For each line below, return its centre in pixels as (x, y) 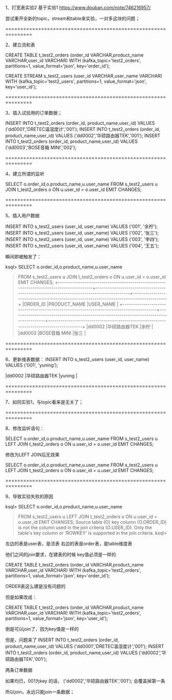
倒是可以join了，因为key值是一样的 (42, 629)
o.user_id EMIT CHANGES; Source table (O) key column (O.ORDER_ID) (92, 522)
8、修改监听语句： (25, 428)
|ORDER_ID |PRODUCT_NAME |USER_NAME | (71, 304)
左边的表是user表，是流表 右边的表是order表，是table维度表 (69, 544)
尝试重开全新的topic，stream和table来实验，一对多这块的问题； (73, 18)
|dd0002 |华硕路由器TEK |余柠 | (120, 327)
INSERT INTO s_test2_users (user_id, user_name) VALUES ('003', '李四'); (82, 239)
